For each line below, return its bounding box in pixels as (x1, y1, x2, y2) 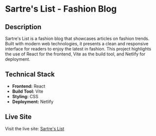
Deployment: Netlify (12, 99, 54, 104)
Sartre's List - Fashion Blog (5, 3, 117, 15)
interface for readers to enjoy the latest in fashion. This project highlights (5, 46, 152, 51)
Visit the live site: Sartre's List (5, 125, 64, 132)
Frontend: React (12, 83, 45, 89)
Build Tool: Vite (12, 88, 43, 94)
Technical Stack (5, 70, 55, 79)
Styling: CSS (12, 93, 39, 99)
